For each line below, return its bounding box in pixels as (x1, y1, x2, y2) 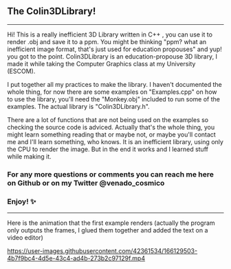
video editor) (7, 234, 43, 242)
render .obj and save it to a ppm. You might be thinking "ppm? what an (7, 37, 207, 46)
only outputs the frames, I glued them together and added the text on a (7, 226, 208, 235)
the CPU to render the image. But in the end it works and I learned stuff (7, 145, 208, 153)
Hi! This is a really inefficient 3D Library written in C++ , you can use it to (7, 30, 213, 39)
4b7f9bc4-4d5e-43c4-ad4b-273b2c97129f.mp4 (7, 255, 146, 263)
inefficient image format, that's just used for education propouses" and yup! (7, 45, 222, 53)
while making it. (7, 152, 52, 161)
